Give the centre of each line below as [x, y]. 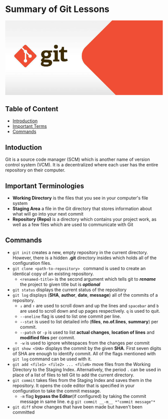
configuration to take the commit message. [56, 391]
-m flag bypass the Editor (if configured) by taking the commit [83, 396]
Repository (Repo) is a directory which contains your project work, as [84, 219]
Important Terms [29, 126]
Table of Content [32, 109]
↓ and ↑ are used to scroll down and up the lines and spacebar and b [89, 305]
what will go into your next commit [48, 214]
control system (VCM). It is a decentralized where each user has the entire [82, 165]
